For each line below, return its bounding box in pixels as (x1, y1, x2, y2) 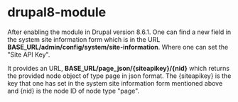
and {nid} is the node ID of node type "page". (7, 86, 140, 95)
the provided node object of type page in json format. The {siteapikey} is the (7, 72, 232, 80)
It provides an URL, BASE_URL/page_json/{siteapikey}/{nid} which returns (7, 64, 229, 72)
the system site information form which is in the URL (7, 35, 161, 43)
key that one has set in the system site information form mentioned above (7, 79, 223, 87)
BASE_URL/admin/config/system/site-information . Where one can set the (7, 42, 229, 51)
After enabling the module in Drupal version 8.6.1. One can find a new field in (7, 28, 232, 36)
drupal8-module (7, 4, 107, 21)
